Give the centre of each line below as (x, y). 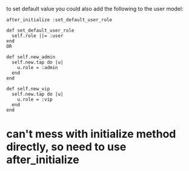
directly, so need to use (66, 147)
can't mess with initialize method (91, 134)
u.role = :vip (35, 99)
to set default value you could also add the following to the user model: (95, 9)
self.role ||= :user (38, 36)
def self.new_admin (31, 57)
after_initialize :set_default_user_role (59, 20)
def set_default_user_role (40, 30)
